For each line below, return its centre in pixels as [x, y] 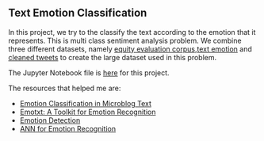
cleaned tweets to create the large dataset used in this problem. [112, 57]
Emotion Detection [50, 120]
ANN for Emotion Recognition [68, 128]
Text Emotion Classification [78, 13]
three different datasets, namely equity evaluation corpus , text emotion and [130, 49]
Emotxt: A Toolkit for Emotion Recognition [88, 112]
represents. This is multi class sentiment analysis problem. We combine [125, 40]
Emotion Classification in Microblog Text [86, 103]
